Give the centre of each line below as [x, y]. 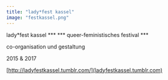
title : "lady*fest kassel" [40, 12]
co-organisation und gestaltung [46, 47]
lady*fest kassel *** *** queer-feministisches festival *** [77, 35]
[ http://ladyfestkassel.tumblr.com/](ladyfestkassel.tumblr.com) [84, 70]
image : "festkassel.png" [38, 18]
